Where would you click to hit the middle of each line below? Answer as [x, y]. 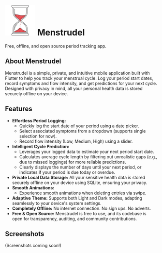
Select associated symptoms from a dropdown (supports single [82, 131]
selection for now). [38, 136]
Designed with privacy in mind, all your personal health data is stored [74, 88]
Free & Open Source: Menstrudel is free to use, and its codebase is [79, 213]
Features [19, 109]
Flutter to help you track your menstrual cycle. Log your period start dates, [79, 78]
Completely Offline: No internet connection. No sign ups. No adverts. [81, 208]
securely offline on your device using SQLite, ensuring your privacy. [80, 183]
